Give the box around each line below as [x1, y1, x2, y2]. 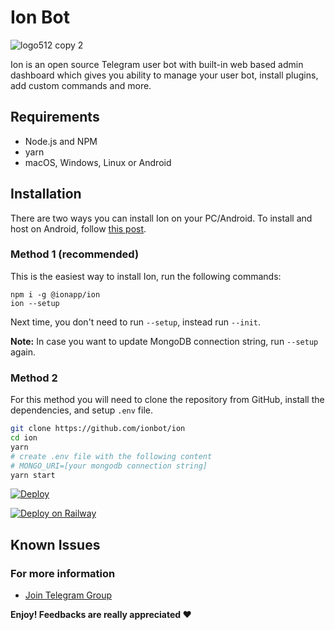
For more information [10, 566, 116, 580]
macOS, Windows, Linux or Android [24, 156, 172, 168]
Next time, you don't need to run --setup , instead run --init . [10, 316, 262, 328]
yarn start [10, 470, 56, 480]
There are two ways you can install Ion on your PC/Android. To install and [10, 212, 313, 224]
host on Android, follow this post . [10, 222, 147, 235]
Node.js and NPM [24, 135, 98, 147]
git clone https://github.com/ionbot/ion [10, 424, 186, 434]
